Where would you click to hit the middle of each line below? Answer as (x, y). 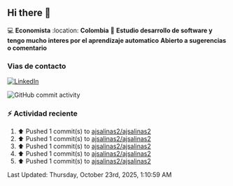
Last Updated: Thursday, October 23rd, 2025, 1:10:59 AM (90, 175)
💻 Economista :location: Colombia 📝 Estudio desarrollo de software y (110, 30)
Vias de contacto (37, 66)
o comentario (27, 48)
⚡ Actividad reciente (43, 114)
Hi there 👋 (29, 13)
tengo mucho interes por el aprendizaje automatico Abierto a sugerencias (117, 40)
